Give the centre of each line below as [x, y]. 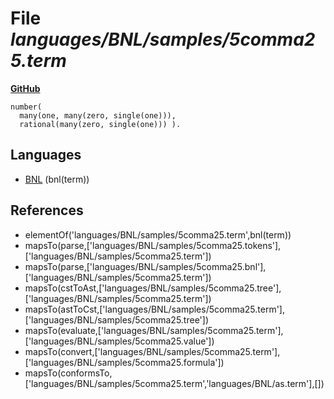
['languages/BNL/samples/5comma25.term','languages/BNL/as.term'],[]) [174, 383]
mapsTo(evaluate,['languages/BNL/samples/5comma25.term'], [154, 330]
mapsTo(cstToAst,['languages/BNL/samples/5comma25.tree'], [153, 288]
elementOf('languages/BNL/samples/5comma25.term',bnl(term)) [158, 234]
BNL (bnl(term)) [57, 179]
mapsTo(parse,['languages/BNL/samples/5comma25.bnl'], [145, 266]
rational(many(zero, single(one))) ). [100, 124]
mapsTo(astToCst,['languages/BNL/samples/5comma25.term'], [154, 309]
